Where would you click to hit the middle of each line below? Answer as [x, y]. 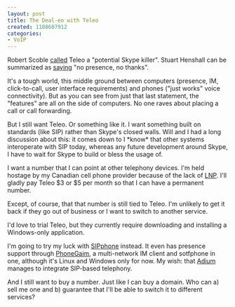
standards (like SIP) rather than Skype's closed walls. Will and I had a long [114, 132]
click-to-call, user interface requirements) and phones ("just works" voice [114, 89]
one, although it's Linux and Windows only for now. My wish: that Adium [112, 261]
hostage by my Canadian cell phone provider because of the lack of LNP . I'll [117, 176]
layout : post [26, 14]
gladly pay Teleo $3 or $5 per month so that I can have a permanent [106, 183]
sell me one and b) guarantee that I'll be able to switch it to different [105, 289]
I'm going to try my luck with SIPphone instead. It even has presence [106, 246]
